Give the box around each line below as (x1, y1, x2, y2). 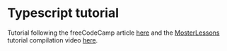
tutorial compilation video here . (7, 35, 98, 44)
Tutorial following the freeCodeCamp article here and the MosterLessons (7, 28, 221, 37)
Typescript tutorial (7, 5, 119, 21)
